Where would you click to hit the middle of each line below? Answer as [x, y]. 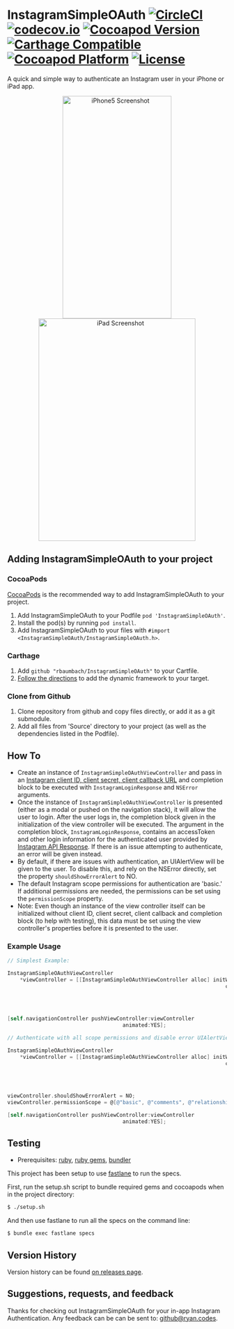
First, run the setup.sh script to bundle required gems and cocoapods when [116, 1187]
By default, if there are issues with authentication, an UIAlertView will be [121, 861]
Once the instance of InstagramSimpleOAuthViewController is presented [120, 802]
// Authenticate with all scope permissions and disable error [101, 1038]
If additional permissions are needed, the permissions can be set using [119, 891]
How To [24, 756]
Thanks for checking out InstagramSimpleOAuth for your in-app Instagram [114, 1311]
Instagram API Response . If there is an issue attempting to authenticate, [120, 847]
